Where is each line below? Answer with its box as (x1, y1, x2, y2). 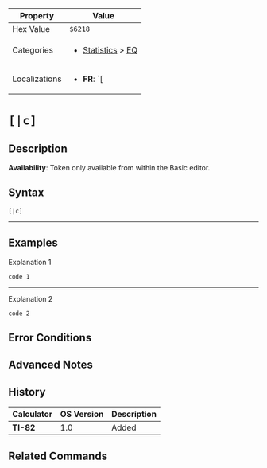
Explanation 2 (8, 294, 53, 303)
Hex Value (12, 24, 50, 34)
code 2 (8, 310, 30, 318)
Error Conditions (8, 331, 92, 345)
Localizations (12, 73, 62, 84)
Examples (8, 236, 58, 250)
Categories (12, 45, 54, 55)
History (8, 385, 46, 399)
